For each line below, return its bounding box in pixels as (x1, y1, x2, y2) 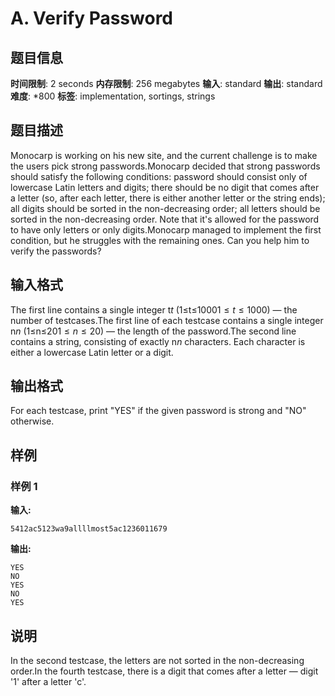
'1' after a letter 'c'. (10, 675, 87, 687)
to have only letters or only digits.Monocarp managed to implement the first (10, 223, 322, 236)
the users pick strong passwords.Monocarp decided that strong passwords (10, 160, 321, 172)
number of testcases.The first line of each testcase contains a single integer (10, 314, 324, 326)
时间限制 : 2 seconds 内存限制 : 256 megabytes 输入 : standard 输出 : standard (10, 78, 323, 89)
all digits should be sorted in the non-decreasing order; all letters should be (10, 202, 321, 214)
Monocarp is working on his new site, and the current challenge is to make (10, 149, 318, 161)
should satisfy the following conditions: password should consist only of (10, 170, 308, 182)
